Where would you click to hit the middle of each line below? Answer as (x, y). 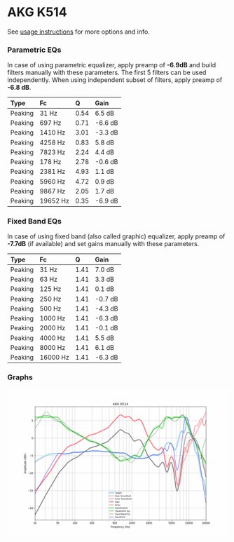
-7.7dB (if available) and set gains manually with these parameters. (103, 244)
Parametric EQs (34, 50)
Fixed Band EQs (34, 221)
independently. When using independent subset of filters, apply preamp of (115, 80)
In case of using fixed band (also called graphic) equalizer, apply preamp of (116, 236)
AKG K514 (37, 12)
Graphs (20, 377)
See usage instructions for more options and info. (79, 32)
